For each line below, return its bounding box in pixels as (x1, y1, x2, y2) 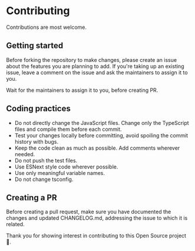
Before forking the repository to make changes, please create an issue (6, 56, 177, 63)
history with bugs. (14, 138, 59, 145)
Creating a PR (6, 193, 57, 203)
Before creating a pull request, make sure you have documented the (6, 208, 171, 216)
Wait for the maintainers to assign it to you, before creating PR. (6, 87, 158, 94)
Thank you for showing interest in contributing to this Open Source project (6, 232, 187, 239)
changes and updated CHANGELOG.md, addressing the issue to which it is (6, 214, 188, 222)
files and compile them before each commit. (14, 125, 122, 133)
